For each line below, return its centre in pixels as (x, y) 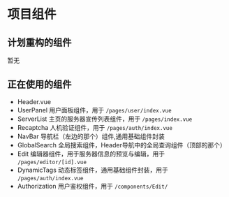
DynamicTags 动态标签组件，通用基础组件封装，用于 (93, 170)
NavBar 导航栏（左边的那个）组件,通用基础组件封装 (91, 136)
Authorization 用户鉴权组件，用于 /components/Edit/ (93, 186)
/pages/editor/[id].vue (52, 162)
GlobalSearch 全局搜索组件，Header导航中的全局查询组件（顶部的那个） (121, 145)
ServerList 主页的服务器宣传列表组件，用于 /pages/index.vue (105, 119)
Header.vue (34, 101)
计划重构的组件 (39, 42)
